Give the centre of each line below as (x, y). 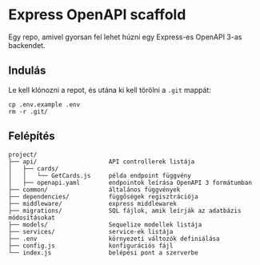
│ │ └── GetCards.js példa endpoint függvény (100, 175)
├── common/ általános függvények (94, 190)
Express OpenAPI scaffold (97, 15)
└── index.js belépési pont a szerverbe (103, 253)
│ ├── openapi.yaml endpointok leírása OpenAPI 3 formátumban (130, 183)
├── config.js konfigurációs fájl (91, 246)
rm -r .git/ (28, 111)
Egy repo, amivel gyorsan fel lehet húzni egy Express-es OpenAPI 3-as (125, 37)
